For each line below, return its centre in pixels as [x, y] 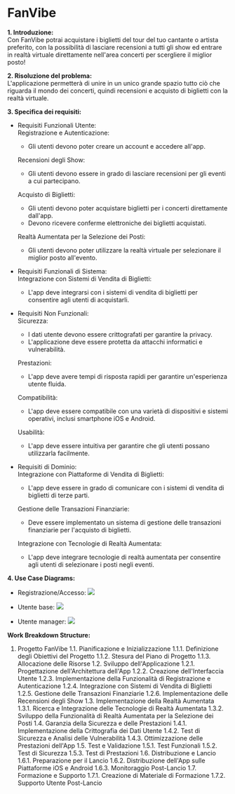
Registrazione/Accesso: [52, 592]
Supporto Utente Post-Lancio [60, 783]
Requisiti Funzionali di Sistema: [62, 271]
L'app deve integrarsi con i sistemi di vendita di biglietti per [113, 292]
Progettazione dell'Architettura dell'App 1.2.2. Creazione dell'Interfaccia [121, 671]
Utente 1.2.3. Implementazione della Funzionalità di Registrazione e [114, 678]
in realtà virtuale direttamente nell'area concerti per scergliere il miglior [110, 55]
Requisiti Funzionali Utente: [57, 125]
